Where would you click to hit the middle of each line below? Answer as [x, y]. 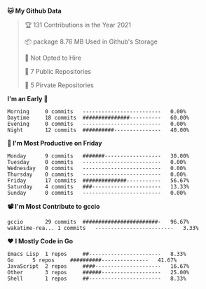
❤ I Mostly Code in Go [40, 241]
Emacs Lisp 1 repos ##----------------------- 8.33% [97, 254]
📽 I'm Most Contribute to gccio [54, 206]
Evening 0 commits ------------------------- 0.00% [97, 124]
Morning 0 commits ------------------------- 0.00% [97, 112]
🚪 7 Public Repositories [58, 71]
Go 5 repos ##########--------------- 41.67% [92, 260]
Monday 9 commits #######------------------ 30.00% [98, 156]
